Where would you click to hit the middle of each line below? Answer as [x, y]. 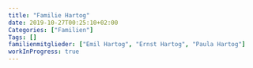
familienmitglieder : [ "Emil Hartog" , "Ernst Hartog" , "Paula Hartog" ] [127, 45]
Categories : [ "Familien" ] [51, 30]
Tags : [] [23, 37]
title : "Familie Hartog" [49, 15]
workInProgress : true [44, 52]
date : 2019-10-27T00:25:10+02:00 [63, 23]
